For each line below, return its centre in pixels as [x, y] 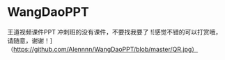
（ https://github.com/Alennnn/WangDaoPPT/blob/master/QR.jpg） [103, 49]
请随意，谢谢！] [30, 40]
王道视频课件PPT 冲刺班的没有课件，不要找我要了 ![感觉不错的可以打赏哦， [114, 32]
